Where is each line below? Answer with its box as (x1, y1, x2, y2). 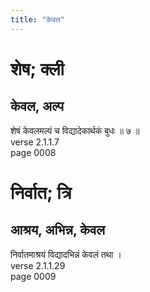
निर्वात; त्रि (10, 181, 72, 204)
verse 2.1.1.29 (10, 259, 66, 271)
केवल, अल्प (10, 98, 65, 115)
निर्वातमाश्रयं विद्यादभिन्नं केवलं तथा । (10, 248, 122, 260)
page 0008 (10, 146, 57, 158)
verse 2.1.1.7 (10, 136, 60, 148)
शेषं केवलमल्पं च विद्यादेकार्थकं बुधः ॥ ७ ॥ (10, 124, 140, 136)
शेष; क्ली (10, 57, 65, 80)
